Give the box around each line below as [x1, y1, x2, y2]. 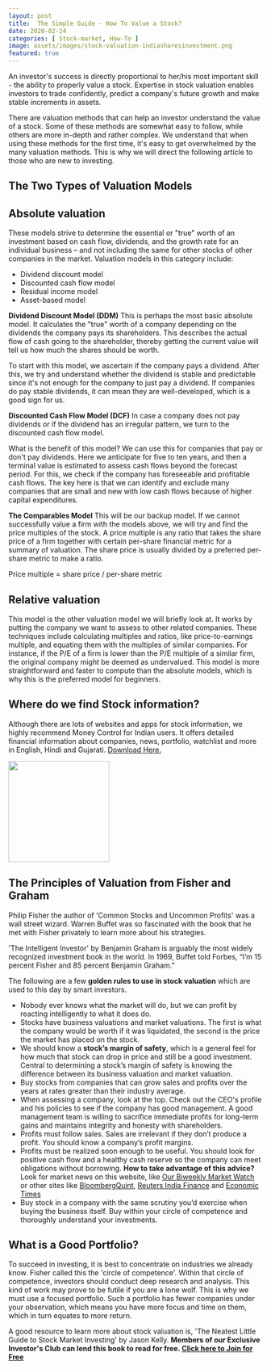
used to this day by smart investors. [8, 985, 127, 994]
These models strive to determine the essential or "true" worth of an [8, 228, 236, 238]
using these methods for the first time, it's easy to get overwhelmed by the [8, 139, 256, 148]
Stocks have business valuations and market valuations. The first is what [19, 1017, 262, 1027]
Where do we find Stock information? [8, 698, 200, 712]
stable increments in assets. [8, 98, 102, 107]
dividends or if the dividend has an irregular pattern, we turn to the [8, 419, 230, 429]
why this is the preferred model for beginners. [8, 674, 161, 684]
